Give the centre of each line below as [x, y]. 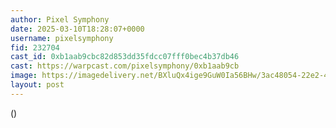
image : [24, 76]
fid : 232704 [35, 47]
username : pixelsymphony [62, 38]
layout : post [37, 85]
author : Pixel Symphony [60, 19]
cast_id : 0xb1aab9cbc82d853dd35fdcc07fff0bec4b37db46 [125, 57]
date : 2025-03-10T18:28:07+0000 [77, 29]
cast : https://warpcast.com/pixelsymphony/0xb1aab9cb [125, 66]
